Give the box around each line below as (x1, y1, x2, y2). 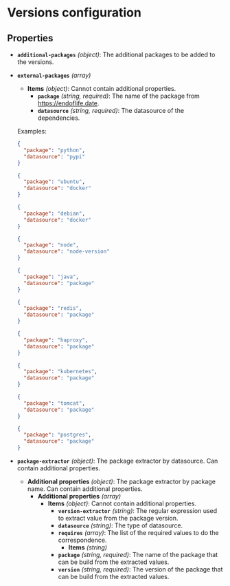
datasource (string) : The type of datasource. (58, 521, 183, 530)
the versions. (16, 58, 54, 66)
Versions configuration (7, 5, 142, 21)
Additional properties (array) (37, 492, 122, 500)
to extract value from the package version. (58, 514, 179, 522)
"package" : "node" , (23, 242, 80, 249)
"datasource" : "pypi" (23, 153, 86, 160)
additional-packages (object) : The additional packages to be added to (16, 50, 216, 59)
